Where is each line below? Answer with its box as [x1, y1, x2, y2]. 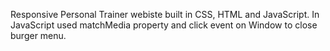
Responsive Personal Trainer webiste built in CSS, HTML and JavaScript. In [10, 9, 320, 20]
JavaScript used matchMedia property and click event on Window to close [10, 19, 318, 31]
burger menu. [10, 30, 67, 41]
